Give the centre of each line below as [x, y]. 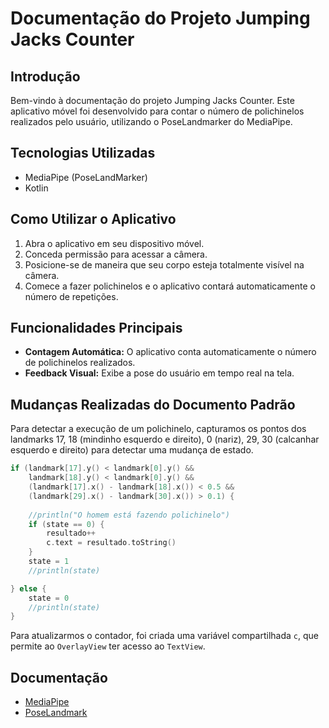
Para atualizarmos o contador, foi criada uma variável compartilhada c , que [164, 636]
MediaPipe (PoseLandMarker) [86, 177]
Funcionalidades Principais [96, 328]
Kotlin [36, 188]
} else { [28, 588]
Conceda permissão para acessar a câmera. [116, 254]
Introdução [45, 76]
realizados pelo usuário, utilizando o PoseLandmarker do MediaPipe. [151, 121]
